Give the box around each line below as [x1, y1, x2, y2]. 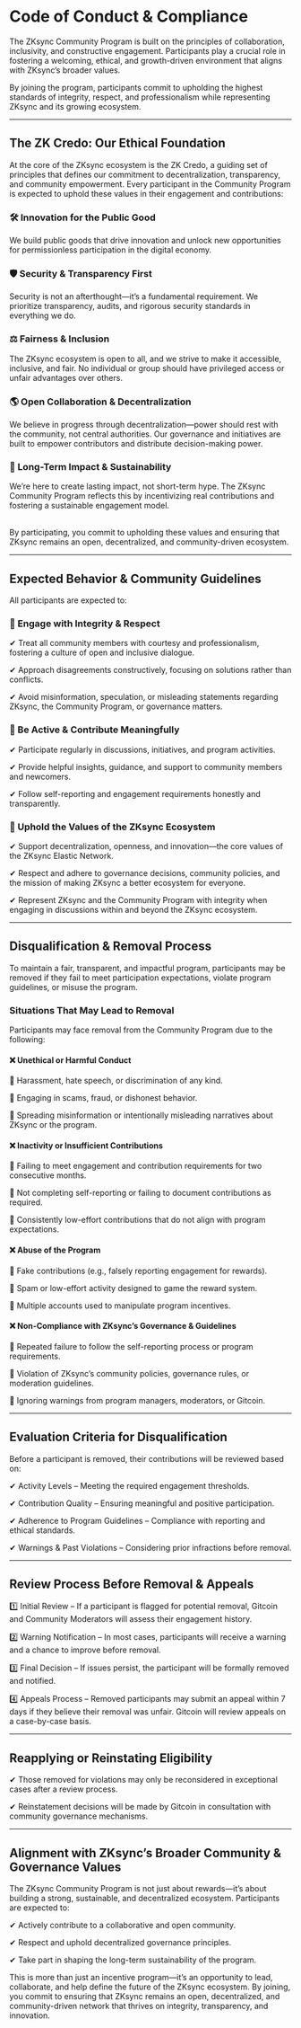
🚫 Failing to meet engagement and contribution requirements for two [9, 1161, 262, 1172]
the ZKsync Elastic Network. [9, 850, 114, 861]
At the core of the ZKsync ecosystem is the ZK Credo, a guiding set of [9, 159, 269, 170]
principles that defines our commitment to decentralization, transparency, [9, 169, 280, 180]
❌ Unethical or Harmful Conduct [9, 1054, 132, 1066]
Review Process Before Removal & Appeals [9, 1577, 254, 1592]
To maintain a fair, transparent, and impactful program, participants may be [9, 962, 286, 973]
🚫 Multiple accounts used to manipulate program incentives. [9, 1300, 231, 1311]
